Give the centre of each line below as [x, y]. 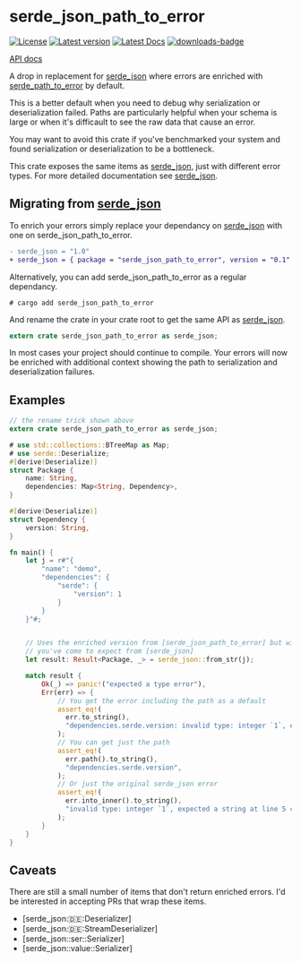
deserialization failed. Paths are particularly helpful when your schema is [143, 112]
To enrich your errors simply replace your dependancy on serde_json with [146, 225]
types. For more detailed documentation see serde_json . [113, 176]
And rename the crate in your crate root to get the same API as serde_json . [147, 319]
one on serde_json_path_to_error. [71, 235]
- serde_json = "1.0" [50, 251]
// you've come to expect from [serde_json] [110, 651]
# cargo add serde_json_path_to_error [82, 303]
